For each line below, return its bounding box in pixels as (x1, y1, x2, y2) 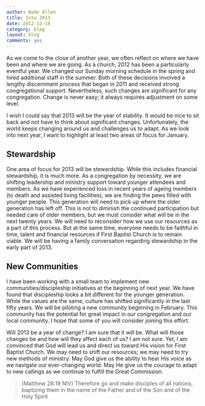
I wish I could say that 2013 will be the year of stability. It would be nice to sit (6, 112, 199, 119)
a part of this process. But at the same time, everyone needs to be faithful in (6, 224, 198, 231)
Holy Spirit (21, 393, 48, 400)
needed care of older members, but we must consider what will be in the (6, 211, 190, 218)
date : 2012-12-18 (6, 20, 51, 26)
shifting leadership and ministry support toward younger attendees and (6, 178, 186, 186)
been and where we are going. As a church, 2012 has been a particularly (6, 61, 190, 68)
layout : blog (6, 32, 40, 38)
